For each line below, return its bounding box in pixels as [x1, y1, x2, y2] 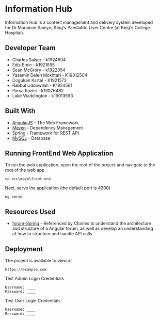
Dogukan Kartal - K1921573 [12, 77, 67, 83]
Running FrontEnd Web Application [5, 149, 113, 157]
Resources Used [5, 208, 56, 216]
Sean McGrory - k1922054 [12, 67, 65, 73]
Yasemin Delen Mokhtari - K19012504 [12, 72, 88, 78]
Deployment [5, 245, 43, 253]
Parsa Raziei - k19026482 [12, 87, 64, 93]
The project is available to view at [5, 258, 72, 263]
